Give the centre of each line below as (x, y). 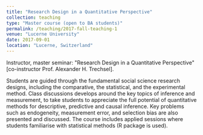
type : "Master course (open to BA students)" (64, 23)
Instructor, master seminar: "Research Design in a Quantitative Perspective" (100, 62)
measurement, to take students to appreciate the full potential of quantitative (101, 99)
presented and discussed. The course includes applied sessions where (95, 119)
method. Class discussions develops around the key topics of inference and (101, 93)
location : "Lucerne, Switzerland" (50, 46)
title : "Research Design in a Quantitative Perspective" (79, 12)
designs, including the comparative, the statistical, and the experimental (96, 87)
